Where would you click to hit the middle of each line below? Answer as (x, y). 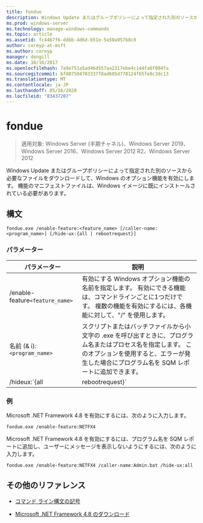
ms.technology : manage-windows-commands (58, 29)
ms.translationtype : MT (36, 79)
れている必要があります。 (38, 193)
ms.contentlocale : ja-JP (37, 85)
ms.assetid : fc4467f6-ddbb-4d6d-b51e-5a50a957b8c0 (71, 40)
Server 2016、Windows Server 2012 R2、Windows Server (118, 151)
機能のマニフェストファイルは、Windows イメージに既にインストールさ (107, 186)
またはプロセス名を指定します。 (139, 344)
